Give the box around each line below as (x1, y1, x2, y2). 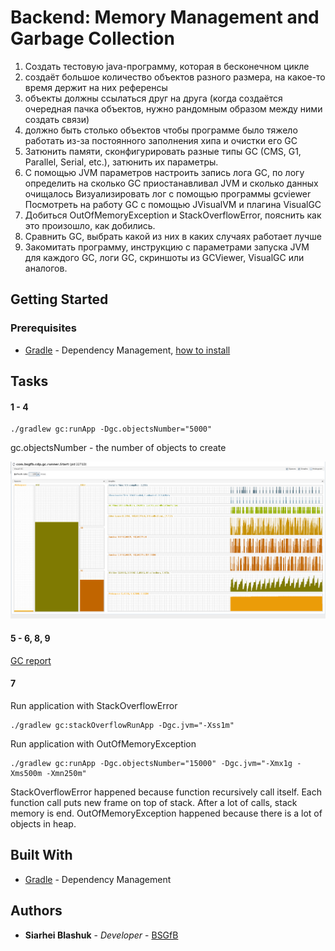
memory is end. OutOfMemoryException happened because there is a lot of (10, 807, 323, 819)
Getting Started (10, 291, 109, 308)
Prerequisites (10, 321, 77, 335)
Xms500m (10, 768, 43, 778)
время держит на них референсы (24, 81, 168, 93)
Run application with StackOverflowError (10, 699, 178, 711)
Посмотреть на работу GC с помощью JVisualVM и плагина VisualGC (24, 198, 322, 210)
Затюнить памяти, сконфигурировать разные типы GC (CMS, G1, (24, 145, 302, 157)
